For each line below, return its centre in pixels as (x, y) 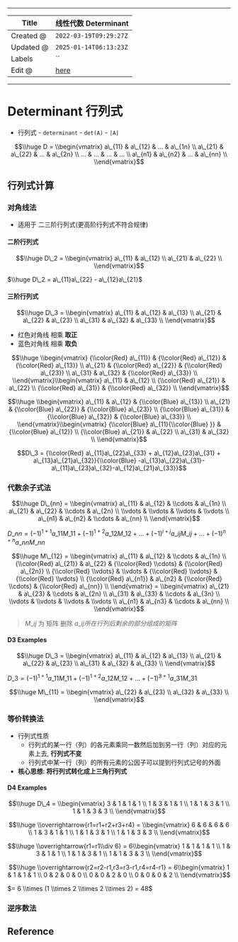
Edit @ (22, 70)
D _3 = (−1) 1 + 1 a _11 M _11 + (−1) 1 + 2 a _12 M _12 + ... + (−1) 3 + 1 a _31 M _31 (102, 677)
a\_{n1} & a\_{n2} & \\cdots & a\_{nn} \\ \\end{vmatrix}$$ (119, 518)
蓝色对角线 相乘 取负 (47, 344)
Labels (22, 59)
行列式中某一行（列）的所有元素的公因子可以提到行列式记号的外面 (124, 762)
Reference (31, 932)
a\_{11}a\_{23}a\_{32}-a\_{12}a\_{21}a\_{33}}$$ (119, 468)
